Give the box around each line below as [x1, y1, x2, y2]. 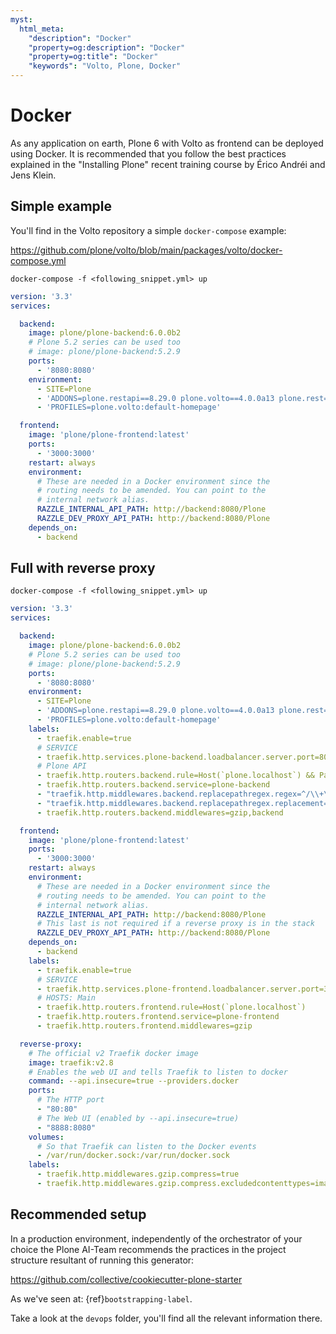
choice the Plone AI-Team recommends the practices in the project [10, 1243, 287, 1255]
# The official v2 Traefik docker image [28, 1048, 199, 1058]
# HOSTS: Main [36, 993, 97, 1003]
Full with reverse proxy [10, 560, 156, 577]
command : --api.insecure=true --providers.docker [28, 1076, 240, 1086]
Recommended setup [10, 1206, 147, 1223]
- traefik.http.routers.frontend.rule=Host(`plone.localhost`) [36, 1002, 307, 1013]
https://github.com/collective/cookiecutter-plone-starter [10, 1273, 243, 1285]
